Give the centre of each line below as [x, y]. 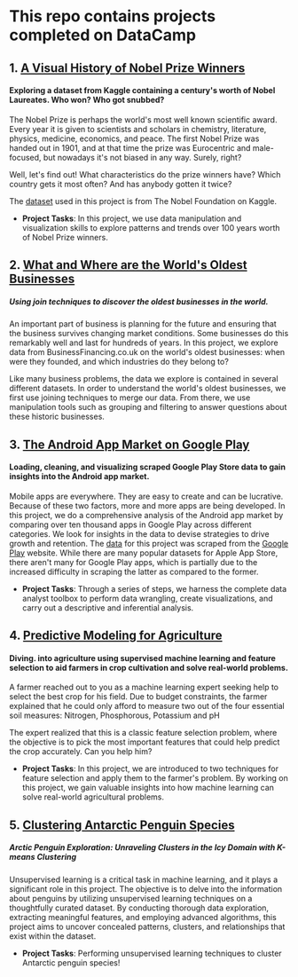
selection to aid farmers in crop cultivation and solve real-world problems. [149, 667]
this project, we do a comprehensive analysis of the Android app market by [146, 515]
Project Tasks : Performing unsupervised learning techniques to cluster [152, 953]
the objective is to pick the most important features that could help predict [145, 742]
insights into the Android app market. [79, 477]
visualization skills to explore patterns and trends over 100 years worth [151, 227]
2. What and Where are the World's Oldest [128, 265]
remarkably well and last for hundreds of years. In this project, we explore [144, 343]
